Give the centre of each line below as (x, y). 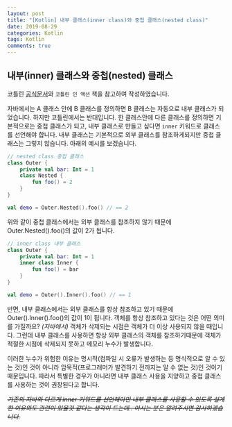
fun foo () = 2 (52, 182)
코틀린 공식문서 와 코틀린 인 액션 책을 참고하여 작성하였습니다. (88, 94)
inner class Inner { (49, 263)
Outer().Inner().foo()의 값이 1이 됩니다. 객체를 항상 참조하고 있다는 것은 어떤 (110, 317)
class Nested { (42, 176)
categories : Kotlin (35, 33)
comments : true (29, 46)
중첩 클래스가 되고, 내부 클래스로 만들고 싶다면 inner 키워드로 (119, 126)
